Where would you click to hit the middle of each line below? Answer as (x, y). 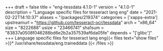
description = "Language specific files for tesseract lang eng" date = (74, 12)
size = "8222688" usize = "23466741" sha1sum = (54, 28)
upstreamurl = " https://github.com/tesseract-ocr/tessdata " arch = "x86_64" (81, 22)
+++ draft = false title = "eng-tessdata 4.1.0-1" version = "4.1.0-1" (70, 7)
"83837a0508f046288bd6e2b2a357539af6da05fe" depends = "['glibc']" (79, 33)
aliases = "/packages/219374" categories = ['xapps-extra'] (99, 17)
